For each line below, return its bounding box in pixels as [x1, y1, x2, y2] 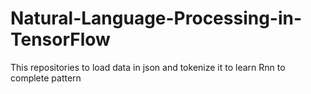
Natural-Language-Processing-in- [10, 7, 303, 30]
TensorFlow [10, 28, 111, 51]
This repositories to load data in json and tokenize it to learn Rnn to [10, 61, 286, 73]
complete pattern [10, 72, 82, 84]
